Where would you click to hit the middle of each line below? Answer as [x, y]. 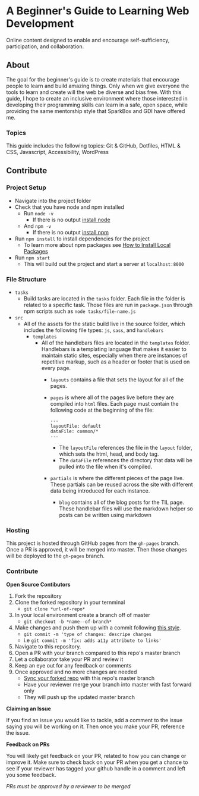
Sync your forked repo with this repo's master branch [89, 678]
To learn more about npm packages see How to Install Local [97, 245]
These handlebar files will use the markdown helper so [126, 509]
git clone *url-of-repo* [54, 609]
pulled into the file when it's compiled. [106, 467]
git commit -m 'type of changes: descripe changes [88, 634]
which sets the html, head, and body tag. [109, 454]
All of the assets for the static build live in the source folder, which [104, 324]
